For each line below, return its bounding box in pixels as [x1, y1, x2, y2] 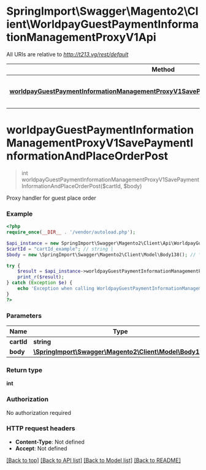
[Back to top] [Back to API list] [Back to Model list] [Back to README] [6, 457, 181, 464]
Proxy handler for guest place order [6, 194, 96, 202]
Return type [6, 366, 43, 374]
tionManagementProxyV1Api [6, 31, 156, 44]
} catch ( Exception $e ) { [6, 280, 72, 286]
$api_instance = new [6, 240, 59, 246]
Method [151, 65, 175, 74]
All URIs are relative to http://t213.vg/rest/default [6, 50, 129, 58]
